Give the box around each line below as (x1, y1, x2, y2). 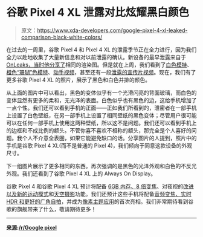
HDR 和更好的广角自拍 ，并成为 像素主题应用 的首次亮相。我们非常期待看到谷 (6, 198, 194, 205)
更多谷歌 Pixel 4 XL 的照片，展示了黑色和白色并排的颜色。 (6, 76, 151, 83)
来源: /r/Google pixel (6, 224, 57, 231)
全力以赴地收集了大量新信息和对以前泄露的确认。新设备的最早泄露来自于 (6, 53, 186, 60)
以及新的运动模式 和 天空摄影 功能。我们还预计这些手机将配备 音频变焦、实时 (6, 190, 192, 197)
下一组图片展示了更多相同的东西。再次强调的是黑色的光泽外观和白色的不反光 (6, 162, 197, 169)
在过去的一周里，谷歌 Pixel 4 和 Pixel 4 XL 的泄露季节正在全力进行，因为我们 (6, 46, 197, 53)
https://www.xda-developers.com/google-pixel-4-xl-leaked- (37, 27, 188, 34)
